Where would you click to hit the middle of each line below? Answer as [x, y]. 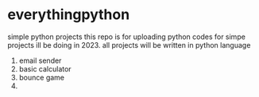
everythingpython [69, 15]
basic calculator [45, 68]
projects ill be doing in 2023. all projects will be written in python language [129, 45]
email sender [40, 60]
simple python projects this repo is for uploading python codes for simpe [126, 37]
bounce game [42, 77]
